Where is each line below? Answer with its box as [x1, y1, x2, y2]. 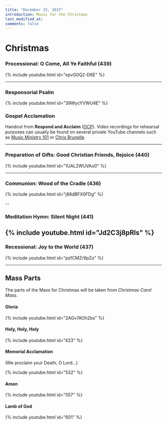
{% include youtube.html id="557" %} [5, 392, 83, 398]
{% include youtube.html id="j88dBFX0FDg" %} [5, 191, 103, 197]
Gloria [5, 304, 18, 310]
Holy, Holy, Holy [5, 326, 39, 332]
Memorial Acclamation [5, 349, 53, 355]
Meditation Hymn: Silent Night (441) [5, 213, 94, 220]
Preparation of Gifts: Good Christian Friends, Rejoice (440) [5, 151, 150, 158]
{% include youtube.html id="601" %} [5, 414, 83, 421]
